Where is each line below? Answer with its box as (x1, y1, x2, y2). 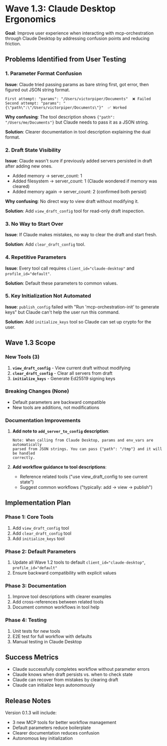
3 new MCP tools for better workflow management (12, 720, 117, 726)
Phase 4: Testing (5, 616, 47, 623)
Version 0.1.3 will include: (5, 710, 57, 716)
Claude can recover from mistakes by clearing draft (12, 677, 119, 683)
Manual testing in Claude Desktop (12, 638, 82, 644)
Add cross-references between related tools (12, 599, 104, 605)
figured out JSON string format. (5, 87, 70, 93)
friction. (5, 40, 21, 46)
